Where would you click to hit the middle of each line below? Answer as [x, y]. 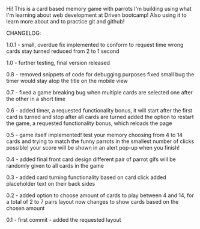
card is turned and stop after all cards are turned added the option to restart [100, 117]
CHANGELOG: [24, 33]
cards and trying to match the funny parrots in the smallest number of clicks [100, 141]
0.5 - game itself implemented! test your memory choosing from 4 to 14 [95, 135]
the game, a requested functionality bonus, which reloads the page [89, 123]
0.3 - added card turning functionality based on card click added [86, 177]
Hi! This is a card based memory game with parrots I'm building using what [99, 9]
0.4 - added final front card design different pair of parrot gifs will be [91, 159]
